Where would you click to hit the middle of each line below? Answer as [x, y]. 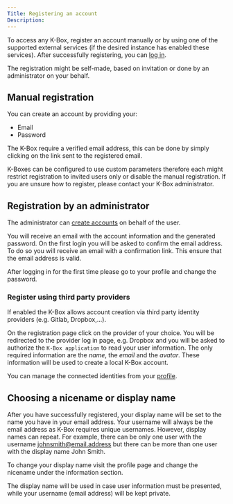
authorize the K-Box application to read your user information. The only [110, 348]
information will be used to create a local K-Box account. [88, 363]
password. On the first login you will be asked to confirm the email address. [115, 243]
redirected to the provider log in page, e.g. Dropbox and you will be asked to [116, 341]
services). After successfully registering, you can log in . [87, 55]
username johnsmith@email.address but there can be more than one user [112, 444]
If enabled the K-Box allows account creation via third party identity [103, 312]
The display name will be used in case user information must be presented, [114, 486]
